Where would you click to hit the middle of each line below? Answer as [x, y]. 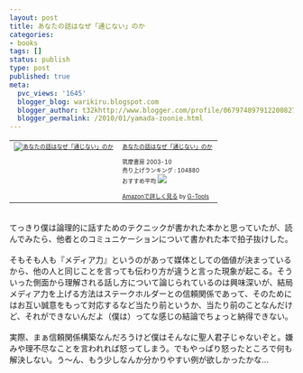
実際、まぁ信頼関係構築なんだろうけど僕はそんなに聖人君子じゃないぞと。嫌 [151, 337]
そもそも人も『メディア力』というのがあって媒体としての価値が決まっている [151, 260]
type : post [30, 69]
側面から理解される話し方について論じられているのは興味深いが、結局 [163, 283]
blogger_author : [48, 110]
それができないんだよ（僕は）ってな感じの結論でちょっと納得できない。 [159, 316]
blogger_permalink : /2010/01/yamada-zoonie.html [110, 118]
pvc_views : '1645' [52, 93]
